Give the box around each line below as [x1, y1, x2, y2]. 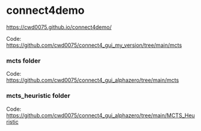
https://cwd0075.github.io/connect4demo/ [6, 23, 112, 31]
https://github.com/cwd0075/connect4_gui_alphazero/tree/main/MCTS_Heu [6, 112, 196, 119]
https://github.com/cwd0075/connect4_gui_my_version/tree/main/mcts [6, 41, 182, 49]
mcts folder [6, 56, 41, 65]
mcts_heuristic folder [6, 91, 70, 100]
